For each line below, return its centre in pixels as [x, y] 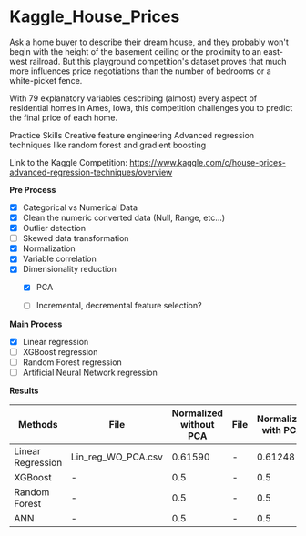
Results [24, 390]
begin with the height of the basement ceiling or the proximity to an [136, 51]
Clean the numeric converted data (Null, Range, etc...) [124, 217]
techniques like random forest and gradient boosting [108, 145]
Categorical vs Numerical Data [80, 207]
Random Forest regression [72, 362]
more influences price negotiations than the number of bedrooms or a [140, 71]
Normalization [49, 248]
